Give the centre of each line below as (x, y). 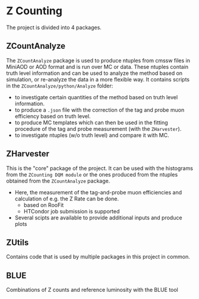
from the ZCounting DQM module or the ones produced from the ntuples (92, 174)
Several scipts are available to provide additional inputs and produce (98, 218)
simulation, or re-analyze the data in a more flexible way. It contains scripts (98, 79)
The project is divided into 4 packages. (54, 27)
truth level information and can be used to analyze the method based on (94, 73)
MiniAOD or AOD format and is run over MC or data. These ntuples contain (97, 67)
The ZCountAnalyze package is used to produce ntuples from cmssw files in (98, 60)
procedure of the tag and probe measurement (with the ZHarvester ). (98, 128)
